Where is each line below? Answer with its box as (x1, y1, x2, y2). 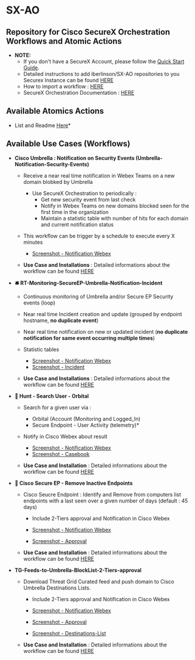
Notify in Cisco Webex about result (23, 433, 108, 440)
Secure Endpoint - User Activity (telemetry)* (32, 421, 139, 428)
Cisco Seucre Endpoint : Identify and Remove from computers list (23, 491, 182, 498)
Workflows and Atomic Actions (6, 36, 122, 46)
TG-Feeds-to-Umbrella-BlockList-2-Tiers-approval (14, 567, 142, 574)
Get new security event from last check (40, 196, 136, 203)
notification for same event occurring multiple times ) (23, 334, 155, 341)
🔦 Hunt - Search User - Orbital (14, 392, 89, 400)
